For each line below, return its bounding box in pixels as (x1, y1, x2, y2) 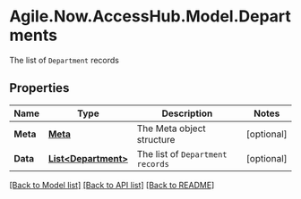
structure (136, 133, 176, 145)
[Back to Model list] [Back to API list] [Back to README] (9, 179, 215, 190)
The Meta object (136, 122, 206, 135)
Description (161, 107, 213, 120)
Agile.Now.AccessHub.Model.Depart (9, 6, 291, 27)
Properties (9, 80, 70, 95)
